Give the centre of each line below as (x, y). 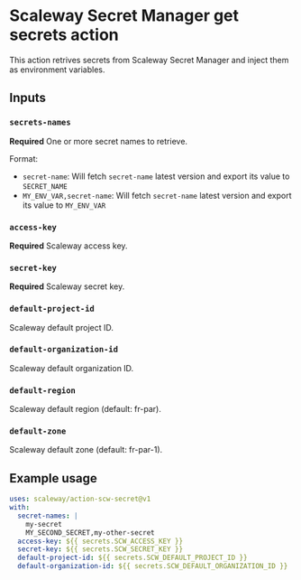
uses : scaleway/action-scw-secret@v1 (80, 499)
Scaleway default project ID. (62, 327)
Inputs (28, 98)
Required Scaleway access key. (68, 246)
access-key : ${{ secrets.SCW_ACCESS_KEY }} (100, 541)
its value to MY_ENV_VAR (64, 205)
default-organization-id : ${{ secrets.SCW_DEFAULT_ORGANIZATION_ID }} (153, 566)
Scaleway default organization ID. (72, 368)
